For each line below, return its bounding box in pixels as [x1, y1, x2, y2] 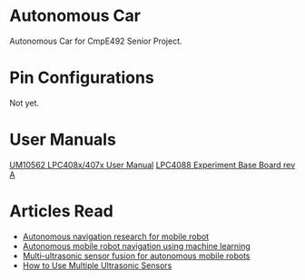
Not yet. [9, 97, 39, 108]
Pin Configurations [9, 67, 154, 88]
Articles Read [9, 201, 113, 221]
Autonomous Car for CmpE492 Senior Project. [9, 35, 183, 46]
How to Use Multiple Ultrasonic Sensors [22, 260, 172, 271]
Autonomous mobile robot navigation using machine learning [22, 240, 251, 251]
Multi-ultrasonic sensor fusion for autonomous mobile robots [22, 250, 251, 261]
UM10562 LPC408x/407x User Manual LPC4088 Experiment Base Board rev [9, 159, 296, 170]
